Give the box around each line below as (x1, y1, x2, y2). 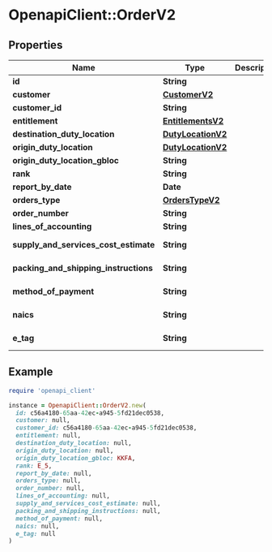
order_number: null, (15, 485, 85, 493)
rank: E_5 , (15, 461, 53, 470)
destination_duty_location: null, (15, 439, 132, 447)
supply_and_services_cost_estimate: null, (15, 499, 161, 508)
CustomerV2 (163, 89, 214, 100)
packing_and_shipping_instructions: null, (15, 507, 161, 515)
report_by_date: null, (15, 469, 92, 477)
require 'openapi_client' (8, 386, 96, 395)
